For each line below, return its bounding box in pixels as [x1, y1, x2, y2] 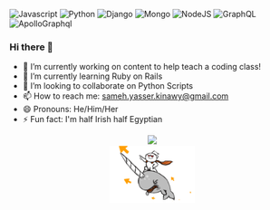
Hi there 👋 [9, 41, 54, 53]
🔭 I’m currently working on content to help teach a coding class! [22, 62, 261, 72]
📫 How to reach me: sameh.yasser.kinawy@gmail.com [22, 91, 229, 101]
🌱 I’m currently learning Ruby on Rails [22, 71, 163, 81]
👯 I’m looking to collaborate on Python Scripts [22, 81, 194, 91]
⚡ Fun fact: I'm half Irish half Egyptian [22, 114, 163, 125]
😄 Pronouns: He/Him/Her [22, 104, 119, 115]
